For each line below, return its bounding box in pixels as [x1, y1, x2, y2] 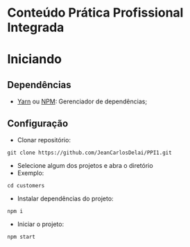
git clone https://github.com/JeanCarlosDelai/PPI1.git [7, 149, 172, 156]
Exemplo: [17, 169, 44, 177]
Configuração [7, 117, 69, 129]
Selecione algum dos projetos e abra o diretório [17, 162, 154, 169]
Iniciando [7, 51, 62, 67]
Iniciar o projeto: [17, 220, 64, 228]
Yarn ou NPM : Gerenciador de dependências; [17, 97, 148, 105]
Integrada [7, 19, 64, 35]
